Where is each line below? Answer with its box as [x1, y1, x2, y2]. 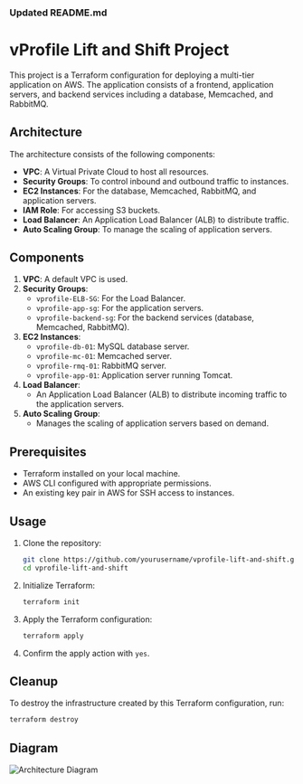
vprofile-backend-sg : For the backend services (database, [35, 312, 255, 323]
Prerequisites [9, 444, 87, 459]
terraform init [22, 597, 80, 607]
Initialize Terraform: [22, 580, 96, 590]
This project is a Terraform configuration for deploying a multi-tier [9, 70, 255, 80]
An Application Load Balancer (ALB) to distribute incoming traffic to [35, 389, 288, 400]
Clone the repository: [22, 538, 102, 549]
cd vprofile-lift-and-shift [22, 563, 128, 572]
